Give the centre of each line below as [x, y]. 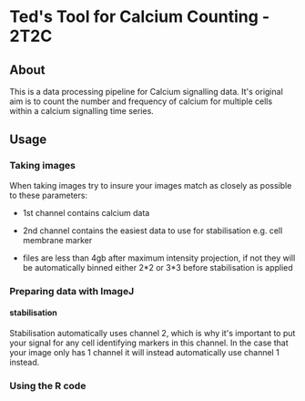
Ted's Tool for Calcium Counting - [140, 17]
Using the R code [48, 386]
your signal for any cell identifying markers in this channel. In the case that [149, 343]
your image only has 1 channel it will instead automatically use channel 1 [144, 352]
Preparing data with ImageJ [72, 291]
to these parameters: [49, 195]
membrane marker [57, 240]
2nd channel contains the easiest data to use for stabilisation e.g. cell [152, 231]
